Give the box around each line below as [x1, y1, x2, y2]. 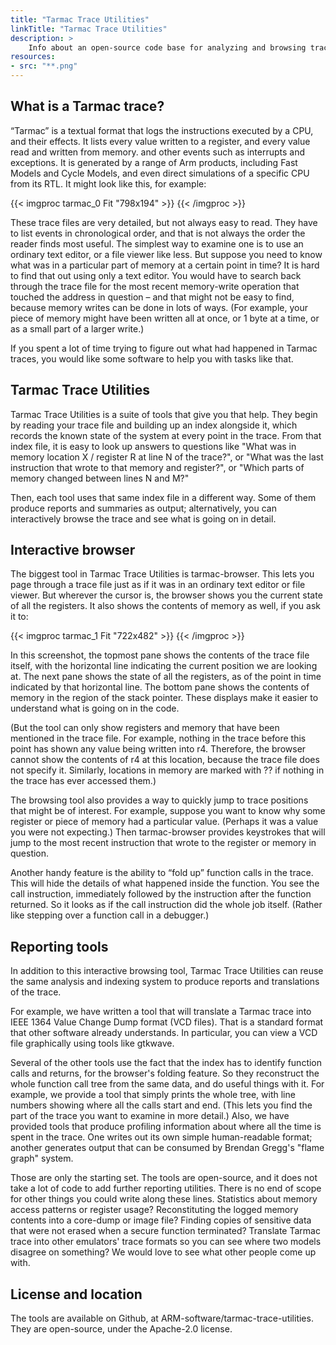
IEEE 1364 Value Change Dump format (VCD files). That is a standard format [10, 1016, 324, 1028]
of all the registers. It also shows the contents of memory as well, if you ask [10, 600, 322, 612]
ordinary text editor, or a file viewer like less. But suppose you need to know [10, 248, 323, 260]
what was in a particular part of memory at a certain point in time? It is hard [10, 259, 320, 271]
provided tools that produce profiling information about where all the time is [10, 1121, 322, 1133]
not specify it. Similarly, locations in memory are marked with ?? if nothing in [10, 764, 325, 776]
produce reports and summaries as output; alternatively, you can [10, 502, 277, 514]
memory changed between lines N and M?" [10, 472, 190, 484]
